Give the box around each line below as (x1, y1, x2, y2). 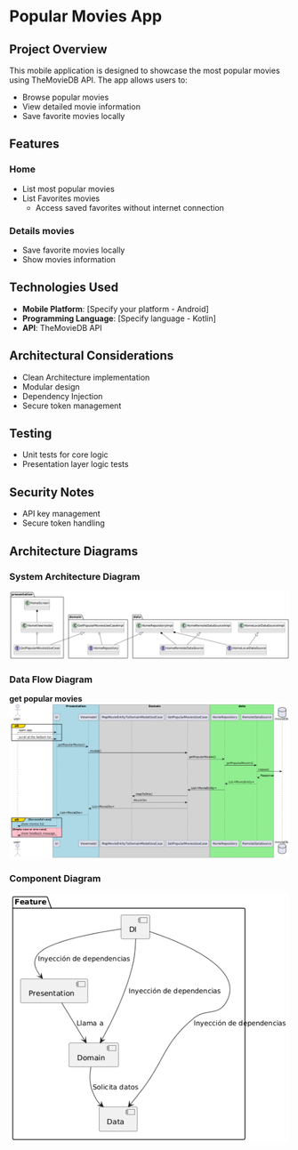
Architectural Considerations (9, 349, 174, 364)
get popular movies (9, 694, 83, 704)
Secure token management (21, 400, 122, 411)
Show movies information (21, 253, 116, 264)
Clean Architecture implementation (21, 372, 150, 382)
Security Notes (9, 485, 95, 500)
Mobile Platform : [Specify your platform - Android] (21, 303, 209, 314)
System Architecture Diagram (9, 570, 141, 583)
